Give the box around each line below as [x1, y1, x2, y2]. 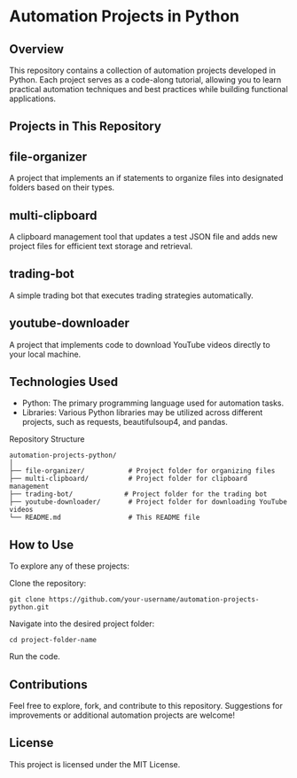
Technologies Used [9, 374, 118, 389]
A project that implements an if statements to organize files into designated [9, 173, 284, 184]
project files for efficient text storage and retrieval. [9, 241, 193, 252]
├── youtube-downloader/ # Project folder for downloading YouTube [9, 498, 288, 507]
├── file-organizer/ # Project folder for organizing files [9, 467, 276, 475]
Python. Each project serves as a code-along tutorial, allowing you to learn [9, 75, 282, 85]
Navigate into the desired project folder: [9, 618, 155, 629]
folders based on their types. [9, 182, 115, 193]
